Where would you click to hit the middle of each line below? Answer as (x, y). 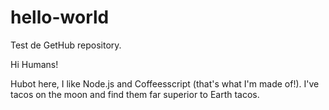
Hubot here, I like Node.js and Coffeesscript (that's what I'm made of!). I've (165, 83)
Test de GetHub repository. (66, 45)
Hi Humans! (34, 64)
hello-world (60, 17)
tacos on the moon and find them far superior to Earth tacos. (135, 94)
